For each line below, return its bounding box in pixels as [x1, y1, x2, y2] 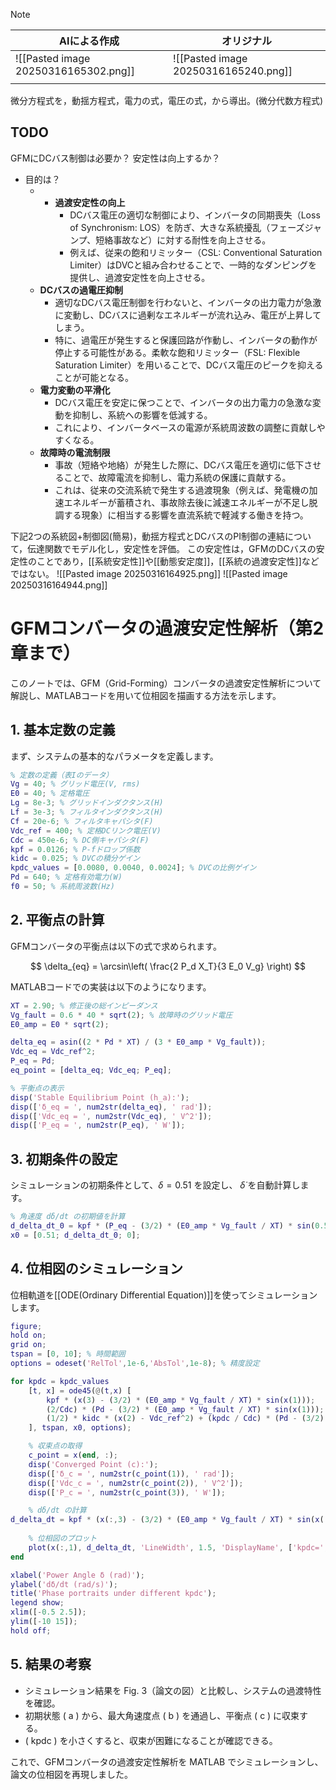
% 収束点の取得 [28, 1441, 83, 1451]
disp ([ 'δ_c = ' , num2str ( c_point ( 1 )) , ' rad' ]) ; [28, 1469, 235, 1479]
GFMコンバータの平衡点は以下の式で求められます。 [10, 940, 222, 952]
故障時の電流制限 [39, 446, 111, 458]
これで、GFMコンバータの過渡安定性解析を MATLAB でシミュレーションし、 [10, 1755, 324, 1768]
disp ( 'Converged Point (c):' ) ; [28, 1459, 159, 1469]
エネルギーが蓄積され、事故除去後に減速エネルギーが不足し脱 [63, 496, 318, 508]
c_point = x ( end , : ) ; [28, 1450, 118, 1460]
